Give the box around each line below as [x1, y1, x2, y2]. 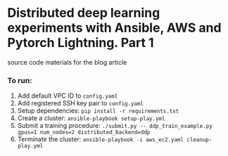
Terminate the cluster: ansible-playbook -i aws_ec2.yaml [17, 135, 184, 143]
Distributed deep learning [7, 5, 160, 21]
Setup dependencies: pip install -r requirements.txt [17, 107, 179, 115]
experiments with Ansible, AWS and [7, 20, 222, 36]
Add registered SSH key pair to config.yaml [17, 99, 144, 108]
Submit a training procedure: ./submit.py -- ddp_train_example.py [17, 122, 213, 130]
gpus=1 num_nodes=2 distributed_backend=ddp [17, 129, 151, 136]
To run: [7, 75, 33, 85]
